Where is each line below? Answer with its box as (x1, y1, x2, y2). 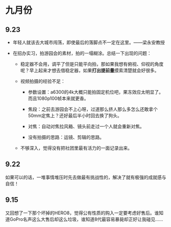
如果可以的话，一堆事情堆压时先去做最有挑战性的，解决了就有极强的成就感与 (5, 174, 166, 180)
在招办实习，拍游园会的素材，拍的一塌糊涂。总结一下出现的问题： (12, 50, 152, 56)
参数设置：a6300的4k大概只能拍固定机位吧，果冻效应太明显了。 (28, 89, 163, 95)
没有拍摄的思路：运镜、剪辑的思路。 (28, 134, 105, 140)
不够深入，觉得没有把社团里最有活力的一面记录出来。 (20, 145, 133, 151)
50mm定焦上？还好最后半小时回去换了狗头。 (28, 112, 123, 119)
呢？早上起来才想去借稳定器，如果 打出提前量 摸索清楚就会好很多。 (20, 67, 159, 73)
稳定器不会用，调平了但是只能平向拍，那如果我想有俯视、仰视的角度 (20, 61, 164, 67)
